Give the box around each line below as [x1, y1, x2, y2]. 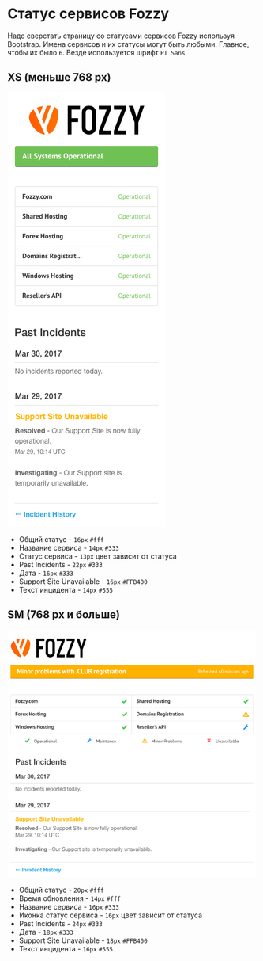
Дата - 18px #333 [18, 927, 74, 936]
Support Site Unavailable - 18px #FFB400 [18, 936, 148, 945]
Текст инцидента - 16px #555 [18, 944, 114, 953]
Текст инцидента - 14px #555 [18, 585, 114, 594]
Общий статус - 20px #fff [18, 885, 104, 894]
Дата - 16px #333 [18, 568, 74, 578]
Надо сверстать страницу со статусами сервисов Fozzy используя [7, 31, 235, 40]
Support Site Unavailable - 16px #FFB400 [18, 576, 148, 586]
